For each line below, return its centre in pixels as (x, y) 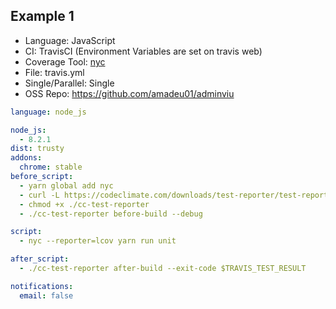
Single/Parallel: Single (69, 83)
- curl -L (39, 195)
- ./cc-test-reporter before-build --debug (111, 214)
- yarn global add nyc (66, 185)
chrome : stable (51, 167)
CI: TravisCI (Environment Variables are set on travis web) (143, 51)
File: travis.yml (54, 72)
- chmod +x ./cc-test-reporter (84, 204)
